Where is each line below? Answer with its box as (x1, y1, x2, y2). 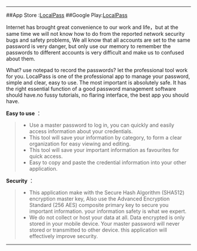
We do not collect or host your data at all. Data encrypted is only (29, 214, 185, 221)
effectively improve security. (29, 233, 98, 239)
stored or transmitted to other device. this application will (29, 226, 167, 233)
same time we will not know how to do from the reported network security (6, 30, 185, 37)
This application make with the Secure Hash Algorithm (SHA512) (29, 189, 185, 196)
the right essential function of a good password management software (6, 86, 176, 92)
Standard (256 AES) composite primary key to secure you (29, 202, 169, 208)
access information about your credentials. (29, 128, 133, 135)
